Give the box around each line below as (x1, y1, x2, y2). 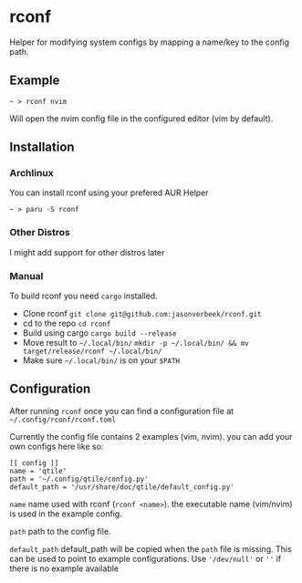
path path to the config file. (9, 526, 111, 536)
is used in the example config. (9, 508, 123, 519)
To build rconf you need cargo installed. (9, 290, 158, 302)
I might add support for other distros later (9, 246, 165, 257)
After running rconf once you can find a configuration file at (9, 405, 234, 416)
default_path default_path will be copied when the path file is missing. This (9, 543, 292, 554)
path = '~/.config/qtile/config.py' (9, 474, 149, 484)
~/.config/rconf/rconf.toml (9, 415, 117, 424)
